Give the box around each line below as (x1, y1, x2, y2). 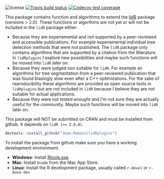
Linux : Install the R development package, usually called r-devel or (12, 164, 148, 171)
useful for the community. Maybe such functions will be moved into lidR (12, 102, 158, 107)
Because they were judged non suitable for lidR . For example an (12, 65, 143, 71)
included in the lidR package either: (5, 24, 78, 30)
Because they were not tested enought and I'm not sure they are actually (12, 96, 159, 102)
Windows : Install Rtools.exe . (12, 154, 70, 160)
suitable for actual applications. (12, 91, 76, 97)
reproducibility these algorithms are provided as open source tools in (12, 81, 152, 87)
